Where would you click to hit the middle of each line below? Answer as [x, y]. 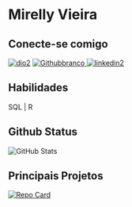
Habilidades [38, 88]
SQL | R [21, 107]
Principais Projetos [56, 176]
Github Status [43, 132]
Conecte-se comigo [58, 44]
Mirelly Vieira [53, 15]
